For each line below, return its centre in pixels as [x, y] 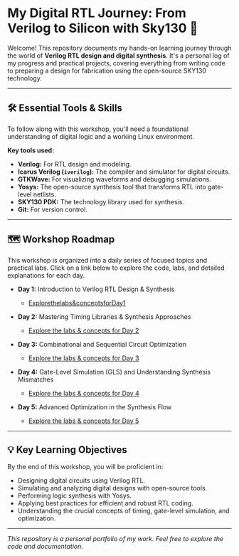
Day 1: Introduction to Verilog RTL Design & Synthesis [96, 289]
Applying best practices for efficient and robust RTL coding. [105, 503]
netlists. [45, 194]
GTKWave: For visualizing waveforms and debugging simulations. [115, 179]
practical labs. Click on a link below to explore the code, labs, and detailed [116, 268]
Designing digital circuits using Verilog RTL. [81, 481]
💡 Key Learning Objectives [68, 450]
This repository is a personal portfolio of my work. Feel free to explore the [116, 539]
